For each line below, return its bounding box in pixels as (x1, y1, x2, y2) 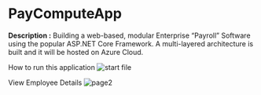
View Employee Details (8, 78, 83, 87)
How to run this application (8, 62, 96, 71)
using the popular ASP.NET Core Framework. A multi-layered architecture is (8, 38, 254, 48)
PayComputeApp (8, 5, 122, 23)
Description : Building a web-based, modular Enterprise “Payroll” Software (8, 31, 251, 40)
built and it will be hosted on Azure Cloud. (8, 47, 144, 57)
